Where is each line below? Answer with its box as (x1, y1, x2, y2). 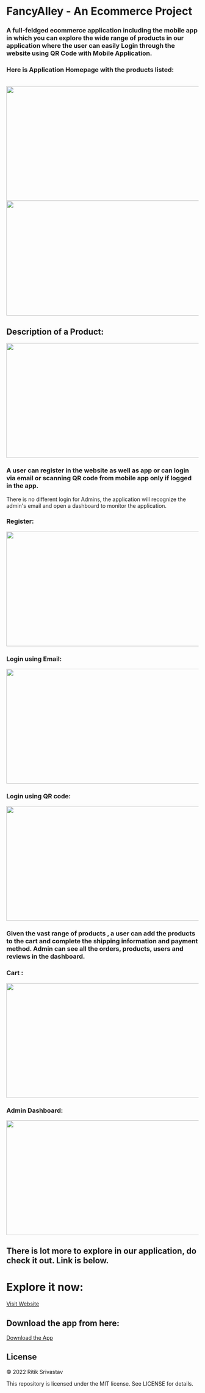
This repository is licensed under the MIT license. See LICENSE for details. (6, 1380, 193, 1387)
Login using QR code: (6, 792, 71, 801)
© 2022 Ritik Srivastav (6, 1368, 63, 1375)
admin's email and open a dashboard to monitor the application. (6, 502, 167, 509)
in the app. (6, 481, 38, 490)
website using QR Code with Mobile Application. (6, 49, 153, 58)
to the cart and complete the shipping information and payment (6, 937, 198, 946)
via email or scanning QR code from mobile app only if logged (6, 474, 192, 483)
